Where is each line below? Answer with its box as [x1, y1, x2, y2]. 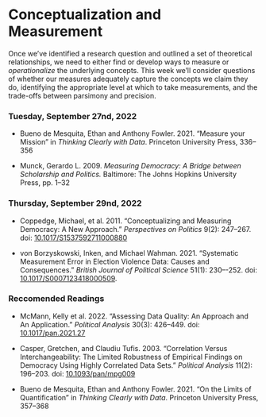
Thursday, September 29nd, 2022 [8, 198, 142, 209]
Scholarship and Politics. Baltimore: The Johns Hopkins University [19, 169, 237, 180]
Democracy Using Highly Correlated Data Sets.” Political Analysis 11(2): [19, 360, 253, 370]
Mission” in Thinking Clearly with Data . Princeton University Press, [19, 137, 238, 147]
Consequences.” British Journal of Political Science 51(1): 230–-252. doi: [19, 264, 258, 275]
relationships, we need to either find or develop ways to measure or [8, 57, 229, 67]
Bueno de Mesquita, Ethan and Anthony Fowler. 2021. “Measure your [19, 129, 245, 138]
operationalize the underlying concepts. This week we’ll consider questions [8, 65, 256, 75]
